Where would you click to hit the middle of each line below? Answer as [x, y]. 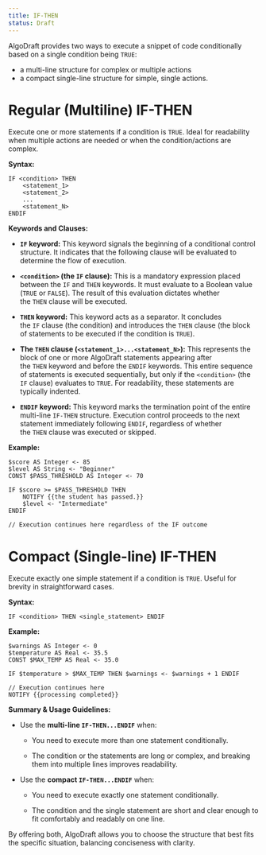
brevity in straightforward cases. [62, 587]
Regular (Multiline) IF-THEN [100, 110]
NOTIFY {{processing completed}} [64, 695]
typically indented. [50, 391]
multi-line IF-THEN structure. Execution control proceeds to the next [130, 415]
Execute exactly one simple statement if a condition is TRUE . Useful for [122, 578]
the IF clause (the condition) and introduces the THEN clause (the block [135, 325]
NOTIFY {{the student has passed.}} [83, 497]
